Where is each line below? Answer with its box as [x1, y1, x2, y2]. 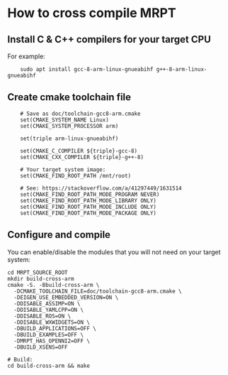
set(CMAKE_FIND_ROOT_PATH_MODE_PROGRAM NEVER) [20, 190, 160, 198]
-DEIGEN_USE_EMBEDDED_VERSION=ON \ [13, 293, 119, 301]
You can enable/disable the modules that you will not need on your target [7, 247, 221, 256]
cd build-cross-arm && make [7, 362, 91, 369]
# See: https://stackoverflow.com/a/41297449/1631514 [20, 185, 182, 192]
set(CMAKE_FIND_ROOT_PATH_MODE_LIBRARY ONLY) [20, 197, 157, 204]
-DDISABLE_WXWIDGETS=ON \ [13, 318, 91, 326]
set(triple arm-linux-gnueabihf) [20, 135, 119, 142]
